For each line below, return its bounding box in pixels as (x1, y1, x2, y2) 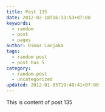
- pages (12, 37, 32, 43)
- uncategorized (12, 76, 53, 82)
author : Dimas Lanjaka (6, 43, 64, 49)
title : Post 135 (6, 8, 47, 15)
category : (6, 65, 32, 71)
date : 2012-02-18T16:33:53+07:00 (6, 15, 91, 21)
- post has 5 (12, 59, 45, 65)
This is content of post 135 (6, 99, 73, 106)
